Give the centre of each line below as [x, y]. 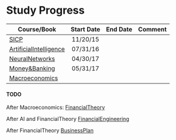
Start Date [85, 29]
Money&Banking [32, 68]
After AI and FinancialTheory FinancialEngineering [68, 119]
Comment [152, 29]
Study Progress [45, 10]
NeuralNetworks [32, 58]
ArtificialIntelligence [37, 49]
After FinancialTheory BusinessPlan [50, 130]
